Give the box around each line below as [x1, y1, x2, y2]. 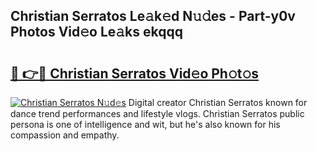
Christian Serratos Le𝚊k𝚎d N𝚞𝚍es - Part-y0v [10, 8, 296, 25]
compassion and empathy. [10, 129, 120, 141]
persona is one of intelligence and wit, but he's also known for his [10, 119, 281, 130]
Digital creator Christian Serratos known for [128, 97, 308, 108]
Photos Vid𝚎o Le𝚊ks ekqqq [10, 24, 183, 41]
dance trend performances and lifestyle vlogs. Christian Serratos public [10, 108, 305, 119]
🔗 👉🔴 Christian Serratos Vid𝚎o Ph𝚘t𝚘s [10, 65, 259, 82]
